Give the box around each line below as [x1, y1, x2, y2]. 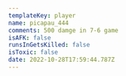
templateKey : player [8, 11, 77, 20]
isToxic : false [8, 48, 59, 56]
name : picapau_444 [8, 19, 69, 27]
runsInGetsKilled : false [8, 41, 90, 49]
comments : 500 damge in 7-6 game [8, 26, 119, 34]
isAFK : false [8, 33, 52, 42]
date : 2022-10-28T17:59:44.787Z [8, 56, 115, 64]
